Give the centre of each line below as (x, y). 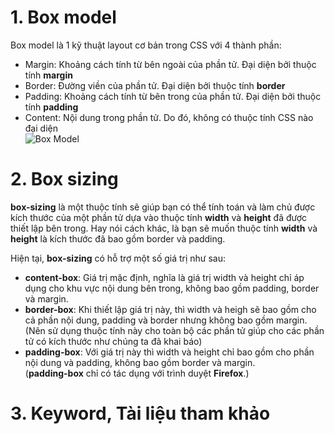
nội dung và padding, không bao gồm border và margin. (140, 362)
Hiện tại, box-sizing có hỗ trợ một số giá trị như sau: (118, 258)
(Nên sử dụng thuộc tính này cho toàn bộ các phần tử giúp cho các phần (174, 330)
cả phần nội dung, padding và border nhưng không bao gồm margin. (166, 320)
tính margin (48, 75)
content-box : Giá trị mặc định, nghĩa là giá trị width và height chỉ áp (164, 277)
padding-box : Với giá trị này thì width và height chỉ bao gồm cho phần (169, 352)
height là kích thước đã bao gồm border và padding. (118, 238)
